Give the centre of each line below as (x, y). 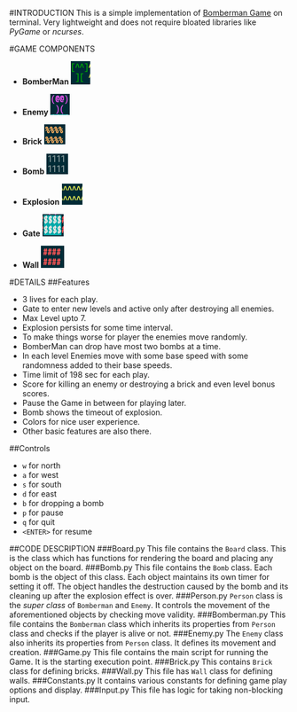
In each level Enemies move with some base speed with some (135, 356)
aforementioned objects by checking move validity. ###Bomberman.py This (148, 614)
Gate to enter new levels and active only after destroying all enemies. (148, 309)
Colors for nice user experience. (81, 422)
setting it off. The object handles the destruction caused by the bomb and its (149, 586)
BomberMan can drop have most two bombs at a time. (121, 346)
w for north (41, 466)
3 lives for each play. (60, 299)
